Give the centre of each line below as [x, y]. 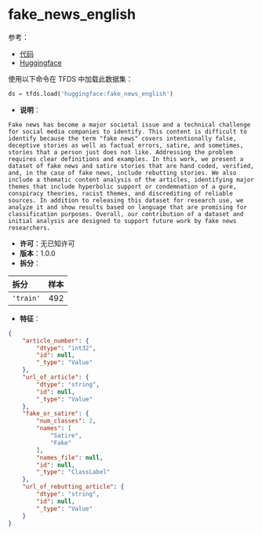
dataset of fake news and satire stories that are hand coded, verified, [131, 166]
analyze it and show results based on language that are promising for [127, 207]
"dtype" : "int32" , [66, 348]
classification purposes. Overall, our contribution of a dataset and [126, 214]
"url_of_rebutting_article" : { [73, 487]
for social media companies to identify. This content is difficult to [127, 131]
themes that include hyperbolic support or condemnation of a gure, [122, 186]
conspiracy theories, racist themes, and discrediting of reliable [121, 193]
